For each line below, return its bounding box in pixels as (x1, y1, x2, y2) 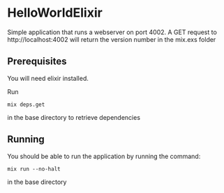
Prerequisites (7, 56, 67, 68)
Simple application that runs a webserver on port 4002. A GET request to (7, 28, 218, 36)
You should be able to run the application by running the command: (7, 152, 201, 160)
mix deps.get (7, 101, 45, 108)
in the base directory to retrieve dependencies (7, 113, 141, 121)
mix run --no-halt (7, 165, 61, 172)
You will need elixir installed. (7, 74, 89, 82)
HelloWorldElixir (7, 5, 103, 21)
